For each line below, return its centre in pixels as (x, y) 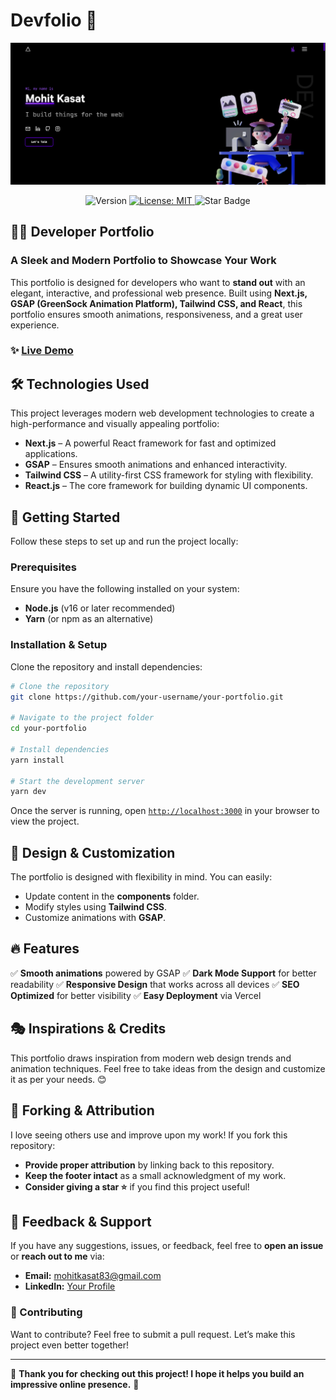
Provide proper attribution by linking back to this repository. (149, 1165)
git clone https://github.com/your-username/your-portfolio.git (147, 697)
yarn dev (28, 792)
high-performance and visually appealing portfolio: (115, 424)
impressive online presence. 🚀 (75, 1384)
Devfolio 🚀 (54, 20)
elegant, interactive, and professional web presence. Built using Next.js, (159, 293)
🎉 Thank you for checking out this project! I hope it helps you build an (157, 1373)
